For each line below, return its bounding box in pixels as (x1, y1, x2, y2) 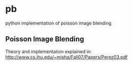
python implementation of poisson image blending (5, 20, 112, 26)
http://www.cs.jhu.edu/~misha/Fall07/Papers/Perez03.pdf (5, 54, 128, 60)
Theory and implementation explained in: (5, 48, 92, 54)
